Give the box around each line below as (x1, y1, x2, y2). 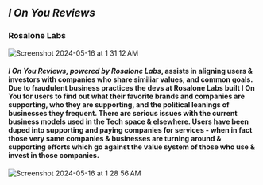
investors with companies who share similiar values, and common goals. (8, 75, 253, 84)
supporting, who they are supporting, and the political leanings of (8, 100, 230, 110)
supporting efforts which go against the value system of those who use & (8, 142, 256, 152)
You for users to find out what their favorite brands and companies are (8, 91, 245, 102)
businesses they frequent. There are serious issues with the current (8, 109, 238, 118)
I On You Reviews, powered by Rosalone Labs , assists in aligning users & (8, 67, 253, 76)
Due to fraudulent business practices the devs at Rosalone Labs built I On (8, 83, 256, 93)
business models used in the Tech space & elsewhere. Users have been (8, 117, 249, 126)
